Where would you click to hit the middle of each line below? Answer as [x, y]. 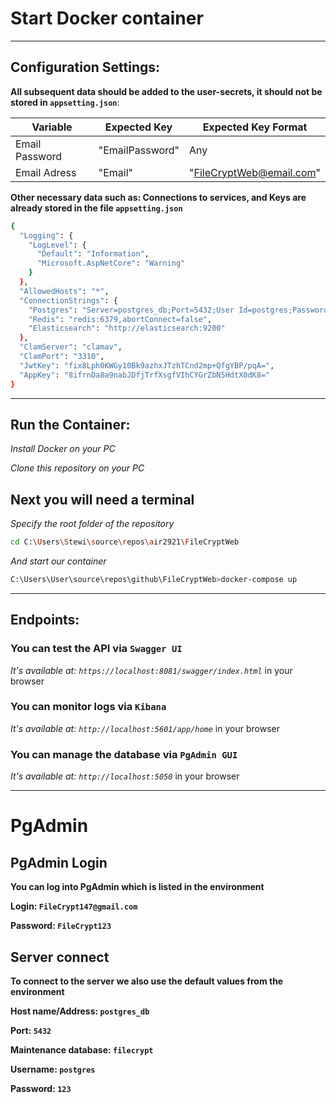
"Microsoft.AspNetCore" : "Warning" [111, 263]
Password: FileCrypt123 [61, 926]
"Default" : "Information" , [93, 254]
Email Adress [46, 172]
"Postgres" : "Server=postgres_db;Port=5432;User [131, 310]
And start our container [58, 561]
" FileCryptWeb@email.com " [255, 172]
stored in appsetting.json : [65, 102]
